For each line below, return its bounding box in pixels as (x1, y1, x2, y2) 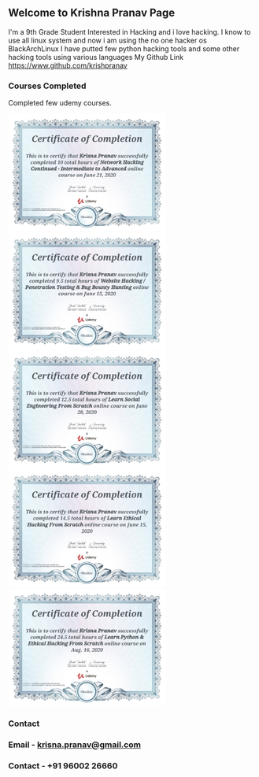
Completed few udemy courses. (8, 98, 112, 108)
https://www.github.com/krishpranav (8, 61, 128, 70)
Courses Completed (8, 80, 87, 91)
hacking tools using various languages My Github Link (8, 52, 183, 61)
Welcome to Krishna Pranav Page (8, 6, 176, 20)
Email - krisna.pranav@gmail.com (8, 739, 142, 750)
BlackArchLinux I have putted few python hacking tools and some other (8, 43, 240, 54)
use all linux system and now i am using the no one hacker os (8, 35, 207, 45)
